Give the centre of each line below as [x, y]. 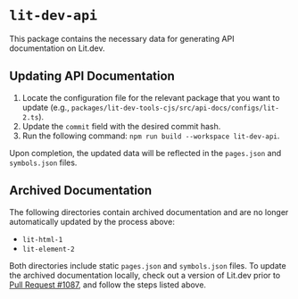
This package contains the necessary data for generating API [122, 38]
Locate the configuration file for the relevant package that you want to [151, 97]
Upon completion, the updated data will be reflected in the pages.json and [145, 153]
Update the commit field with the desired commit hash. [121, 126]
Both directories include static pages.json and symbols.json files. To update [148, 265]
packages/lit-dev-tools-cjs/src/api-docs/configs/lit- [175, 108]
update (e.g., [46, 107]
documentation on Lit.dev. [57, 48]
